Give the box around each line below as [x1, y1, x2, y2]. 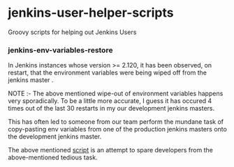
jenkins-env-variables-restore [8, 45, 113, 55]
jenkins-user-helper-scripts [8, 5, 174, 21]
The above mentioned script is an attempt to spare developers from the [8, 146, 214, 154]
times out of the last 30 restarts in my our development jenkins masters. [8, 104, 215, 113]
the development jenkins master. [8, 132, 102, 141]
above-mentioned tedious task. [8, 153, 98, 161]
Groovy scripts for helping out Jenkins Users [8, 28, 137, 36]
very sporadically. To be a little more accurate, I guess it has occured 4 [8, 97, 212, 105]
